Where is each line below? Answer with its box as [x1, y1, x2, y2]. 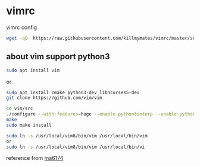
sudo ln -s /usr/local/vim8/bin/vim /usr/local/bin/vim [6, 133, 148, 139]
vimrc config [6, 24, 37, 31]
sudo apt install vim [6, 67, 60, 73]
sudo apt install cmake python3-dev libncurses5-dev [6, 89, 140, 95]
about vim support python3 [6, 52, 110, 62]
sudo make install [6, 122, 52, 128]
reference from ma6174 [6, 155, 64, 162]
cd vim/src [6, 105, 33, 112]
